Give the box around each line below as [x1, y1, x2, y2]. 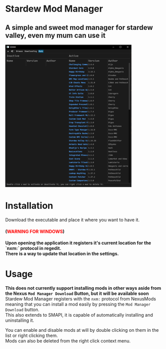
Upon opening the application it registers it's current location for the [5, 240, 151, 246]
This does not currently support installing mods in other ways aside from [5, 285, 161, 291]
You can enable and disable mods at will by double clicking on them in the [5, 327, 159, 333]
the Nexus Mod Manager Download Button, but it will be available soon [5, 290, 149, 296]
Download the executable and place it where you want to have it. [5, 216, 140, 223]
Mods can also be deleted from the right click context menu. [5, 338, 131, 344]
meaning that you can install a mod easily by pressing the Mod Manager [5, 301, 151, 308]
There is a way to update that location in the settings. [5, 251, 119, 257]
